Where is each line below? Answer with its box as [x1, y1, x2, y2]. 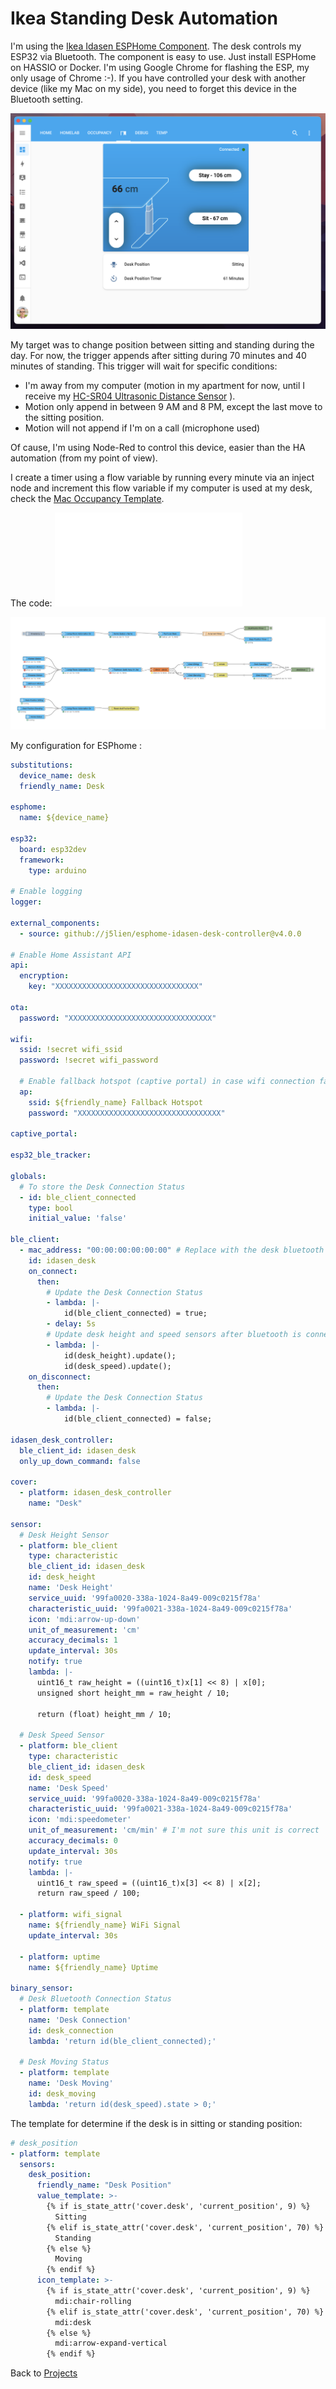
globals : [10, 1171, 47, 1181]
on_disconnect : [28, 1372, 92, 1382]
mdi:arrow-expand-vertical [54, 2338, 168, 2349]
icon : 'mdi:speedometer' [28, 1815, 132, 1825]
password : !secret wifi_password [19, 1055, 159, 1066]
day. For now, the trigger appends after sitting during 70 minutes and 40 [10, 349, 307, 361]
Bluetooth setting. [10, 93, 84, 105]
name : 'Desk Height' [28, 1583, 114, 1593]
